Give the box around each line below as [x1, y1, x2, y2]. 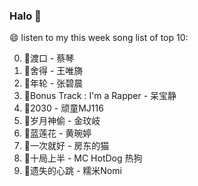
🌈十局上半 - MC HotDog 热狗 [23, 152, 143, 164]
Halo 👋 [9, 9, 42, 23]
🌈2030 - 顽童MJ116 [23, 102, 104, 114]
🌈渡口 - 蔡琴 [23, 52, 75, 64]
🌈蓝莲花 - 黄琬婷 [23, 127, 92, 139]
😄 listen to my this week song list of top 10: [9, 32, 189, 44]
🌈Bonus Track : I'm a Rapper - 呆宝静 [23, 90, 177, 102]
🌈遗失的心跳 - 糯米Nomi [23, 165, 122, 177]
